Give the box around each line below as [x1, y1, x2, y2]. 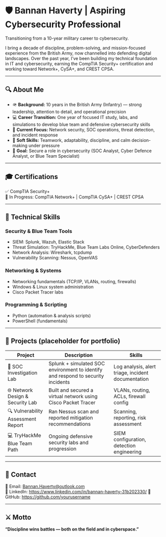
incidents [48, 378, 70, 385]
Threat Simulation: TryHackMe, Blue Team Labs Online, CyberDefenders [12, 244, 160, 250]
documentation [113, 375, 149, 382]
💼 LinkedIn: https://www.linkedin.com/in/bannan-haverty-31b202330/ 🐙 [5, 489, 151, 495]
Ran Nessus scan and [48, 408, 99, 415]
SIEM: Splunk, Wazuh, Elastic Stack [12, 239, 85, 245]
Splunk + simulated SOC [48, 360, 105, 367]
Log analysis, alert [113, 363, 156, 370]
